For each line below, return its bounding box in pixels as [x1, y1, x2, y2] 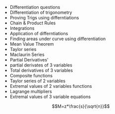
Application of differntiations [9, 31, 68, 36]
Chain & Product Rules [9, 20, 56, 26]
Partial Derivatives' [9, 57, 49, 62]
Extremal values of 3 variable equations [9, 94, 91, 100]
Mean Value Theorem [9, 41, 54, 47]
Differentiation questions [9, 4, 60, 10]
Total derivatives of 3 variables [9, 67, 73, 73]
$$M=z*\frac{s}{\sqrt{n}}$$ [52, 104, 110, 109]
